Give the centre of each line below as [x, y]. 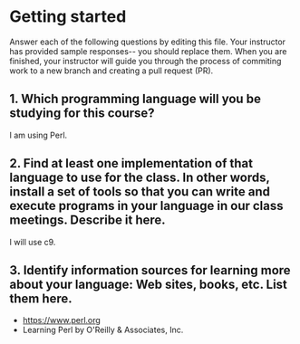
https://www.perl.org [62, 320]
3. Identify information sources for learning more [150, 270]
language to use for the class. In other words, [140, 178]
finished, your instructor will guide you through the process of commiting [145, 61]
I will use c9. [33, 242]
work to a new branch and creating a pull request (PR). [111, 71]
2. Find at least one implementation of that [131, 163]
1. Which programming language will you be [135, 99]
